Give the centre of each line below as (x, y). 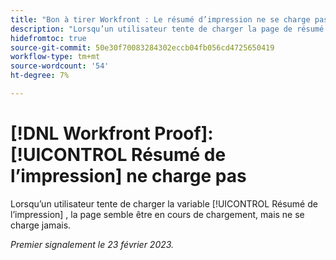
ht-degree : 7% (40, 76)
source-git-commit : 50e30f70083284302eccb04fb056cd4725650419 (142, 47)
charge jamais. (41, 225)
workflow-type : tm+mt (55, 57)
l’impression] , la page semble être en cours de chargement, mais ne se (157, 214)
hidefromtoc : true (48, 38)
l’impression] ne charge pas (128, 176)
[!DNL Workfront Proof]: (112, 133)
